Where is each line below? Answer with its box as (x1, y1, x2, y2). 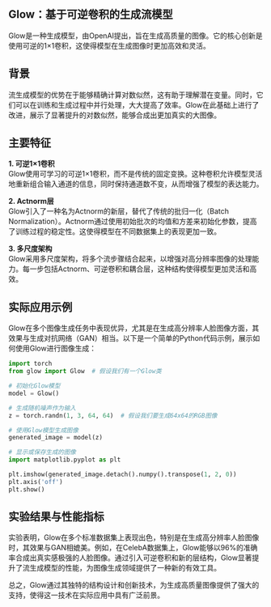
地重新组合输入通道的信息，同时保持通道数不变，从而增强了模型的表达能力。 (8, 179, 264, 189)
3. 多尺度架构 (8, 244, 53, 253)
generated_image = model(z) (8, 434, 104, 442)
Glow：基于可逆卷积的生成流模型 (8, 7, 173, 22)
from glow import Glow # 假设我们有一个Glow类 (8, 367, 162, 376)
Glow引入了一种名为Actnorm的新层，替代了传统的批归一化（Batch (8, 206, 229, 216)
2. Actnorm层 (8, 197, 54, 206)
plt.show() (8, 485, 45, 494)
